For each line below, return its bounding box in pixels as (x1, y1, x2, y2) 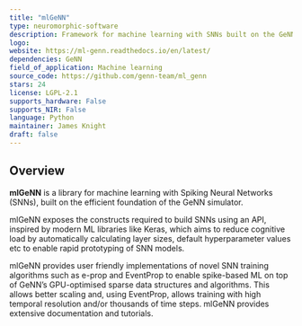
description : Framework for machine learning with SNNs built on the (9, 30, 276, 39)
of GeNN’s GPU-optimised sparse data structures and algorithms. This (9, 279, 270, 290)
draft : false (9, 130, 58, 139)
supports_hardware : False (9, 96, 106, 106)
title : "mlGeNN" (9, 13, 70, 22)
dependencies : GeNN (9, 55, 83, 64)
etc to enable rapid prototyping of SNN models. (9, 242, 185, 253)
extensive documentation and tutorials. (9, 307, 154, 319)
